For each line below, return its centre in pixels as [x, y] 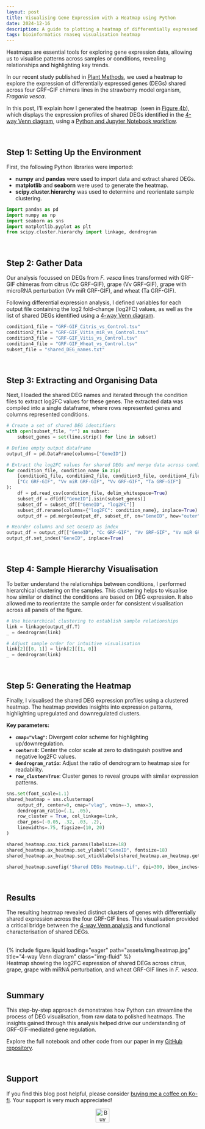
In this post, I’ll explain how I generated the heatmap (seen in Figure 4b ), [98, 108]
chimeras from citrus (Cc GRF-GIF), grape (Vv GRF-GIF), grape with [102, 284]
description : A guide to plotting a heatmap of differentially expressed [102, 29]
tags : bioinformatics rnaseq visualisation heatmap [73, 35]
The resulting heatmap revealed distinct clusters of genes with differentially [101, 912]
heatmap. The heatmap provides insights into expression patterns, [90, 707]
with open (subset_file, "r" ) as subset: [59, 431]
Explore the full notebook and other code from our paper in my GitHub [95, 1042]
